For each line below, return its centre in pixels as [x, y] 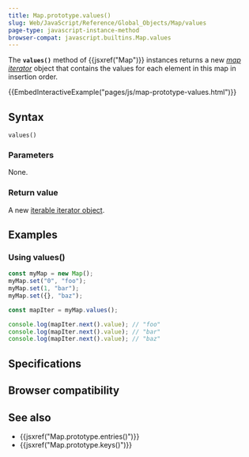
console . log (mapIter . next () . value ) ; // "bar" [84, 332]
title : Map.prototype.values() [60, 15]
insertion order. [33, 77]
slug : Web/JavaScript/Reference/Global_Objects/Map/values [108, 23]
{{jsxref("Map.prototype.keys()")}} [76, 444]
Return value [33, 193]
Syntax [26, 117]
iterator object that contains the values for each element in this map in [122, 69]
